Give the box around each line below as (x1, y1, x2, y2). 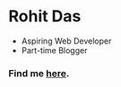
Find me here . (8, 67, 70, 79)
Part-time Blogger (21, 44, 88, 55)
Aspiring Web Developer (21, 36, 112, 46)
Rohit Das (8, 6, 82, 27)
